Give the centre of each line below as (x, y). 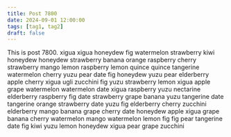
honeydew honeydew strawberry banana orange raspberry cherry (102, 60)
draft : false (26, 33)
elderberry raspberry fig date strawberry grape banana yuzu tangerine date (115, 97)
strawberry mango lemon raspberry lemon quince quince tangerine (103, 67)
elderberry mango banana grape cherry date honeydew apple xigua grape (113, 111)
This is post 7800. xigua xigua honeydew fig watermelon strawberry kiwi (111, 53)
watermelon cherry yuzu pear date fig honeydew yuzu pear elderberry (108, 75)
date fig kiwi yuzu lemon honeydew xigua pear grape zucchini (96, 126)
